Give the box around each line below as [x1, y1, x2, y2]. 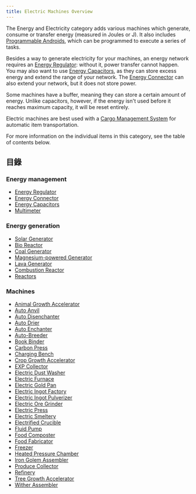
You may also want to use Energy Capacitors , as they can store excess [6, 67, 177, 74]
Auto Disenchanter [14, 313, 60, 320]
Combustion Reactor [14, 266, 64, 273]
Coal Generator [14, 248, 52, 255]
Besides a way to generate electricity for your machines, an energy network [6, 55, 189, 62]
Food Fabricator [14, 438, 54, 445]
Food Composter [14, 431, 56, 438]
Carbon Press [14, 344, 48, 351]
